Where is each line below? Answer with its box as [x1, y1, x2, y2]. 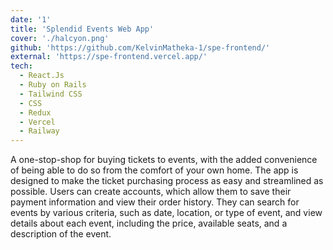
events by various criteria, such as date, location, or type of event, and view [10, 207, 323, 219]
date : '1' [10, 14, 52, 25]
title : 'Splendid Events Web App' [10, 24, 155, 34]
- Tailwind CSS [19, 89, 83, 99]
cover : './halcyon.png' [10, 33, 110, 43]
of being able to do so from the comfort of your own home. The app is [10, 164, 299, 176]
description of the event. [10, 228, 112, 240]
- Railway [19, 126, 60, 136]
